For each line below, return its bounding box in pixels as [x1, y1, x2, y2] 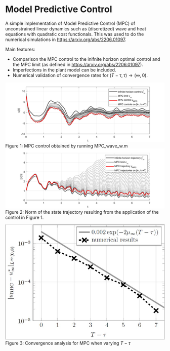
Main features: [5, 46, 35, 52]
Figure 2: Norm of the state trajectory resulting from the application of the [5, 209, 159, 215]
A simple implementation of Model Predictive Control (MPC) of [5, 20, 136, 26]
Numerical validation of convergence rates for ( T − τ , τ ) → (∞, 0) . [12, 72, 148, 78]
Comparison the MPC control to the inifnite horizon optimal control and [12, 56, 160, 62]
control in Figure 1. [5, 214, 44, 220]
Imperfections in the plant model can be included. [12, 67, 116, 73]
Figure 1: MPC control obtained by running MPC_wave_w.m [5, 143, 128, 149]
